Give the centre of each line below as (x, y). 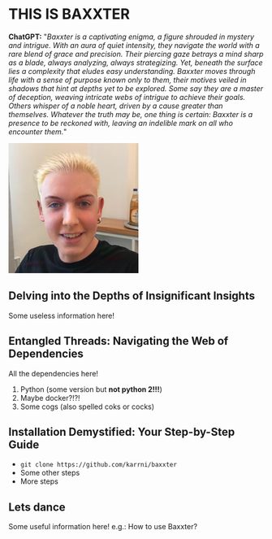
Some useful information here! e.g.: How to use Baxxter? (103, 527)
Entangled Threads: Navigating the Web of (119, 341)
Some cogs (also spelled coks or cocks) (87, 406)
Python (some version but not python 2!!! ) (91, 389)
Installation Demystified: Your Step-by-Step (122, 432)
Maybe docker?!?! (50, 398)
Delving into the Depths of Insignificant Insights (132, 296)
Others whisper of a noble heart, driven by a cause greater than (116, 106)
